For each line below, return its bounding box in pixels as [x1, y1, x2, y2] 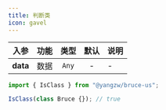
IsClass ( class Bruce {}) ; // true [8, 95, 121, 103]
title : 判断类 [8, 11, 51, 20]
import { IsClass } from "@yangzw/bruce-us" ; [8, 81, 159, 89]
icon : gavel [8, 19, 47, 27]
